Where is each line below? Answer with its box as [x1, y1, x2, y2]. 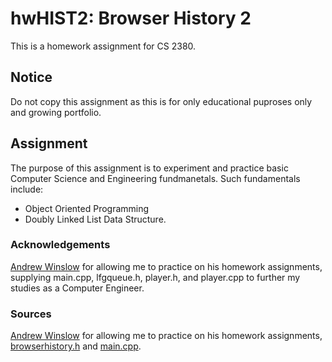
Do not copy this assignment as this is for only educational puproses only [10, 95, 313, 107]
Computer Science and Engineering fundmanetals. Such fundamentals [10, 172, 301, 184]
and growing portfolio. [10, 106, 102, 118]
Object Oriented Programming [24, 202, 150, 214]
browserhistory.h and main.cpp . [10, 340, 142, 352]
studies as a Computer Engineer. [10, 282, 145, 294]
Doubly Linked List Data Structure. [24, 213, 167, 225]
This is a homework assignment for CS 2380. [10, 40, 197, 52]
